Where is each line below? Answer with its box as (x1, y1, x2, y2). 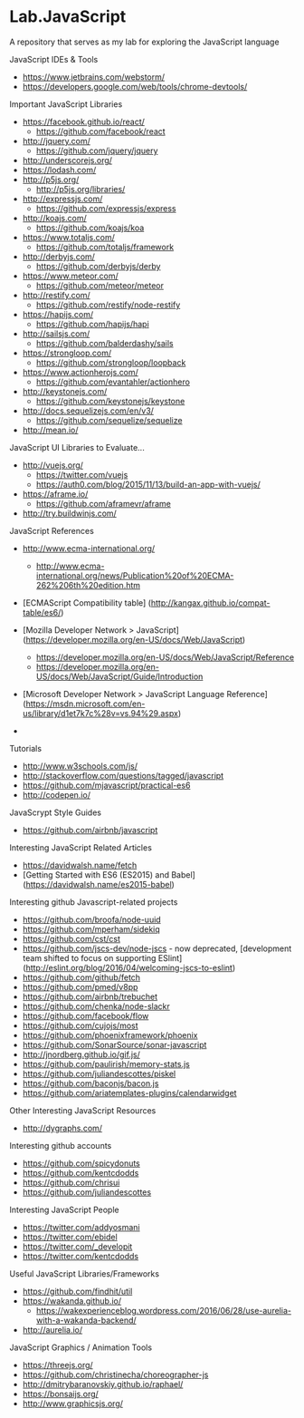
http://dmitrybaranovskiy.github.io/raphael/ (22, 1378, 184, 1389)
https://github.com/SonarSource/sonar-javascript (22, 1039, 207, 1050)
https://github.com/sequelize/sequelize (35, 414, 183, 425)
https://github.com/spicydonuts (22, 1158, 140, 1169)
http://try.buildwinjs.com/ (22, 508, 118, 519)
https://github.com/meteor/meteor (35, 279, 165, 291)
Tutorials (9, 743, 43, 753)
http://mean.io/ (22, 424, 79, 435)
